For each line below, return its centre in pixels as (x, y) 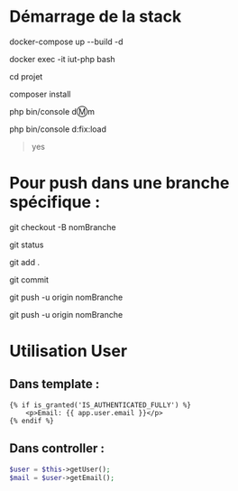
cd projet (26, 76)
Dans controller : (57, 449)
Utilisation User (69, 352)
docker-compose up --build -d (66, 42)
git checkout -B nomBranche (63, 227)
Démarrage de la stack (96, 17)
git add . (25, 262)
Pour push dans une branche (119, 183)
